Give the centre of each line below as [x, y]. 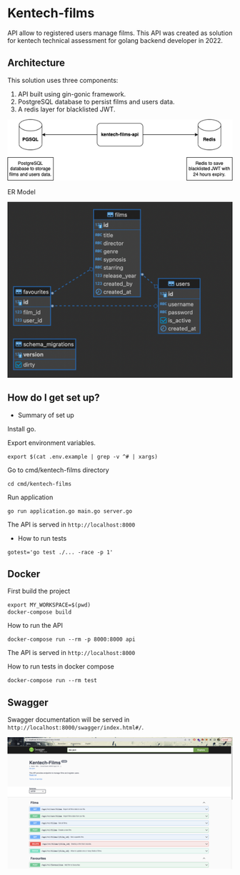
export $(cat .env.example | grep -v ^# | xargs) [83, 456]
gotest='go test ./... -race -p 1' [60, 552]
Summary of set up [46, 415]
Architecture [36, 63]
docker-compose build [40, 612]
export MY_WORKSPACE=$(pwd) [49, 605]
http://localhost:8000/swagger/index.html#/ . [76, 727]
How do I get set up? [54, 398]
